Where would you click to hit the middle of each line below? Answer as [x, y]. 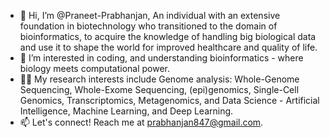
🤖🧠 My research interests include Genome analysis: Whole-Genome [159, 79]
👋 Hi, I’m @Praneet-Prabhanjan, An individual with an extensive [150, 15]
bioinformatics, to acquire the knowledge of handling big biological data [168, 36]
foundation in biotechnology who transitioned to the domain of [148, 26]
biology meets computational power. [95, 68]
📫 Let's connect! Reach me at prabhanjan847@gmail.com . [141, 122]
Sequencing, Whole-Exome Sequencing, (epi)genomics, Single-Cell [159, 89]
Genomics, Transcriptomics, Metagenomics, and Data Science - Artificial [169, 100]
